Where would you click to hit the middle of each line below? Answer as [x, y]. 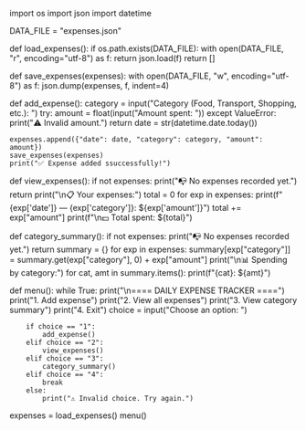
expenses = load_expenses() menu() [79, 415]
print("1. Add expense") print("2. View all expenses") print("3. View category [153, 300]
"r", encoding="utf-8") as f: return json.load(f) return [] [112, 58]
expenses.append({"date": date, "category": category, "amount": [136, 140]
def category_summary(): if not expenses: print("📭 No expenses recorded [149, 236]
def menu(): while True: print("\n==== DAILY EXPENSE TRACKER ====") [147, 290]
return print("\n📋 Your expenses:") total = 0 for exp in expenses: [132, 194]
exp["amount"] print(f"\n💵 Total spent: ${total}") [101, 217]
